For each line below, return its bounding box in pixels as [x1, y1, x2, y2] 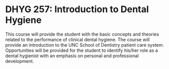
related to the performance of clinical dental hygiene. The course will [5, 37, 150, 43]
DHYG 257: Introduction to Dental [5, 4, 149, 15]
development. [5, 58, 34, 64]
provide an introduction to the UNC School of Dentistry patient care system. [5, 42, 164, 48]
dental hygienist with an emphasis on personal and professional [5, 52, 139, 59]
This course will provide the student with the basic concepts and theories [5, 31, 159, 37]
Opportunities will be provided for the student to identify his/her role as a [5, 47, 158, 53]
